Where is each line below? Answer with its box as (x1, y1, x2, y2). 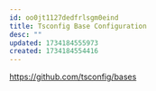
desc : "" (9, 30, 42, 39)
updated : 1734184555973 (9, 38, 99, 48)
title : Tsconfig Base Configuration (9, 22, 147, 31)
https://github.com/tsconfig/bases (9, 71, 137, 82)
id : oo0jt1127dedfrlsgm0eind (9, 13, 119, 23)
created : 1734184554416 (9, 47, 99, 56)
